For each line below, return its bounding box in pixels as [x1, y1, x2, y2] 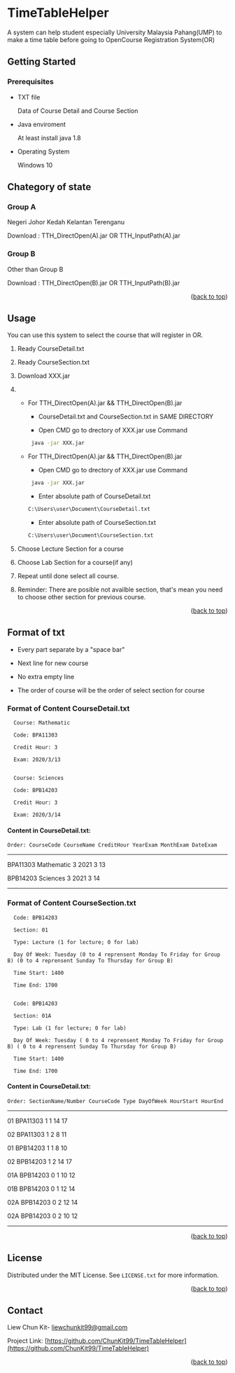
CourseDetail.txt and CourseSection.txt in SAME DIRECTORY [38, 412, 214, 421]
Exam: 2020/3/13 [13, 756, 61, 763]
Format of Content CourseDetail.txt [7, 703, 130, 713]
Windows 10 [17, 160, 53, 169]
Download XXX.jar [17, 371, 71, 380]
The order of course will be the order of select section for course [17, 685, 205, 695]
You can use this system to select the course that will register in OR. [7, 331, 204, 339]
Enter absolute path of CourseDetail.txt [38, 492, 151, 500]
